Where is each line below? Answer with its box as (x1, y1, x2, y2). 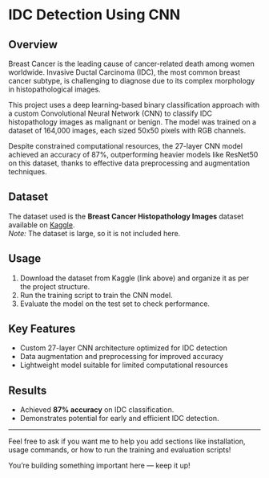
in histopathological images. (8, 84, 102, 94)
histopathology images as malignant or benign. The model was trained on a (8, 117, 257, 126)
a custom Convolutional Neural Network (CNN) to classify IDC (8, 108, 213, 118)
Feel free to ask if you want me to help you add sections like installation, (8, 436, 246, 447)
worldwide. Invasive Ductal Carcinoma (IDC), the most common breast (8, 67, 241, 77)
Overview (8, 38, 58, 51)
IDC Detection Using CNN (8, 6, 181, 24)
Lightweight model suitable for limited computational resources (19, 360, 228, 370)
